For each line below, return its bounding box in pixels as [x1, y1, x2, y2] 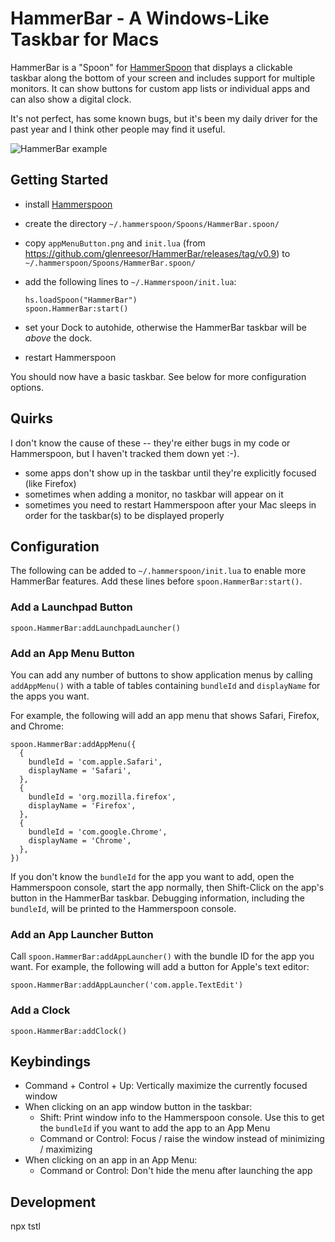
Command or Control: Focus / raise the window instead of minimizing [39, 1133, 325, 1145]
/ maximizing [39, 1143, 93, 1156]
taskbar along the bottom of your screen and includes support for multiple [10, 72, 316, 84]
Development [10, 1193, 97, 1211]
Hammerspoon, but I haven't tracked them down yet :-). [10, 447, 240, 459]
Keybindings [10, 1053, 92, 1070]
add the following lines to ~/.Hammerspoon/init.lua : [24, 275, 237, 287]
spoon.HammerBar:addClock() [10, 1026, 128, 1036]
